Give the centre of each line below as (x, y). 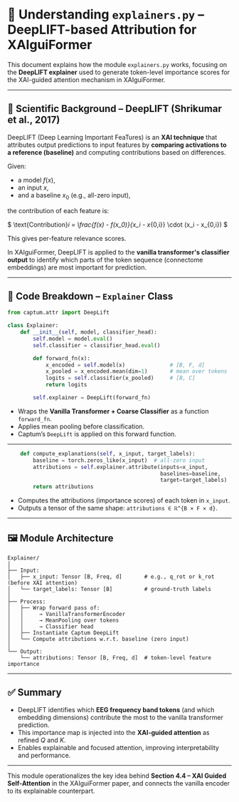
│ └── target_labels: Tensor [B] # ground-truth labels (110, 590)
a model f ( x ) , (36, 180)
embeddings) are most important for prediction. (77, 267)
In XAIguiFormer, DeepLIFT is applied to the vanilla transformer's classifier (118, 252)
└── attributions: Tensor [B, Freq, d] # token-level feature (116, 658)
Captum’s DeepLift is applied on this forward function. (97, 433)
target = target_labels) (193, 480)
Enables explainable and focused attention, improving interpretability (118, 747)
